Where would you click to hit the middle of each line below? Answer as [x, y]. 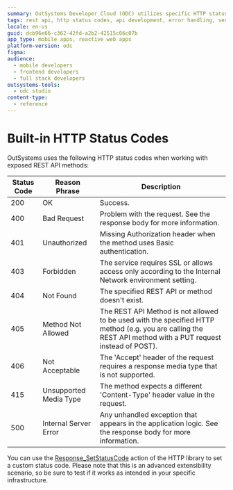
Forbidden [59, 271]
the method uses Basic [137, 243]
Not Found [60, 295]
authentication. [124, 251]
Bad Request [63, 218]
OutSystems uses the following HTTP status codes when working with [107, 158]
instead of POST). [129, 346]
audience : [21, 59]
